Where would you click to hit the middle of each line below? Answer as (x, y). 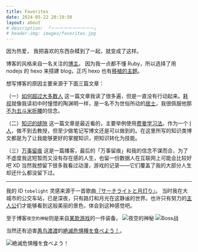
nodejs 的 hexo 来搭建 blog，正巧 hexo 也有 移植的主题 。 (75, 71)
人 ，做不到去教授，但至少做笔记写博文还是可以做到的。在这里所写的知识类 (96, 131)
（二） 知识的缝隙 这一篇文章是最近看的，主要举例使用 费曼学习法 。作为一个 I (99, 123)
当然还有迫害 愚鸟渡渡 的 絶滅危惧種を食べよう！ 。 (65, 231)
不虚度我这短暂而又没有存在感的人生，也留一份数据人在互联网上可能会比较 (96, 158)
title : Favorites (27, 12)
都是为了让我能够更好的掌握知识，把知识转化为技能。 (75, 138)
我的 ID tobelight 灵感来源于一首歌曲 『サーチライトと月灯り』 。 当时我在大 (97, 191)
